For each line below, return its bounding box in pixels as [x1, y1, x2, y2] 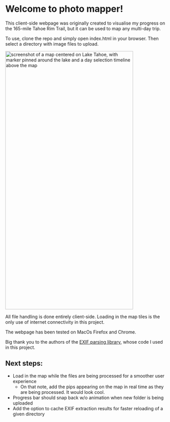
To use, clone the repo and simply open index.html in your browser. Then [5, 35, 159, 41]
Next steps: [5, 359, 43, 368]
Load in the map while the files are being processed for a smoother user [12, 372, 165, 379]
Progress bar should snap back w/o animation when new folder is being [12, 394, 164, 400]
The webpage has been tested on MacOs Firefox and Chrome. [5, 329, 136, 335]
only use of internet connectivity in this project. [5, 319, 105, 325]
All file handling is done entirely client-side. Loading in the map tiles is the [5, 313, 160, 320]
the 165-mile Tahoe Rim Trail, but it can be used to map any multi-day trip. [5, 25, 161, 31]
